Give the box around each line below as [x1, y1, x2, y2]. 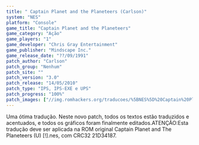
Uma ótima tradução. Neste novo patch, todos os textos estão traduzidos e [6, 113, 190, 120]
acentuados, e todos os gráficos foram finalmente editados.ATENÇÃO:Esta [6, 119, 188, 126]
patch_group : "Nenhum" [6, 63, 62, 70]
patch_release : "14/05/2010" [6, 80, 78, 86]
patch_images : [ [6, 96, 46, 102]
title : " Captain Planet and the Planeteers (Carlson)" [6, 8, 147, 15]
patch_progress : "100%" [6, 91, 65, 97]
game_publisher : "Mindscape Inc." [6, 47, 92, 53]
